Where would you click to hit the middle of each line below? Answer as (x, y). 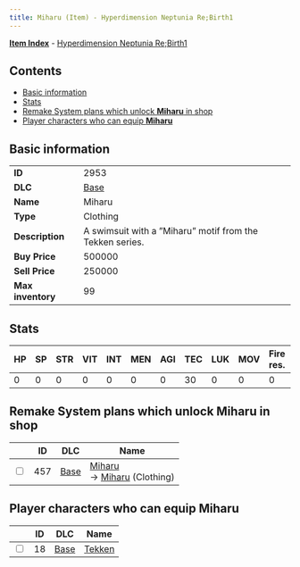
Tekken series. (114, 242)
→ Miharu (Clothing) (132, 477)
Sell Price (34, 271)
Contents (36, 71)
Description (39, 237)
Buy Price (35, 257)
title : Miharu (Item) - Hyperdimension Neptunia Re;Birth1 (121, 17)
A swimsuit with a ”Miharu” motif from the (171, 231)
